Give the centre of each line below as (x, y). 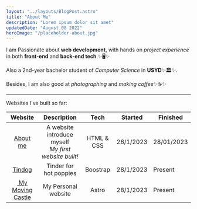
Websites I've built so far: (37, 103)
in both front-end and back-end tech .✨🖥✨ (58, 57)
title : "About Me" (28, 17)
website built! (60, 156)
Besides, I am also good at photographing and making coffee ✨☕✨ (86, 84)
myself (60, 142)
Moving (22, 190)
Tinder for (60, 166)
